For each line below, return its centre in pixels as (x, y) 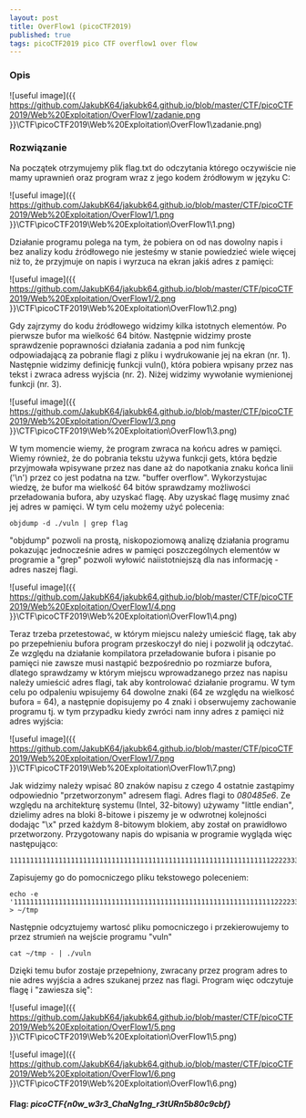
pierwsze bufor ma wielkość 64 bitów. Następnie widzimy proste (131, 335)
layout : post (34, 18)
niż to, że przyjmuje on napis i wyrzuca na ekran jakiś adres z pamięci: (142, 261)
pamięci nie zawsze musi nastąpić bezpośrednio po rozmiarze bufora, (141, 663)
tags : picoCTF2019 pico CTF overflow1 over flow (103, 43)
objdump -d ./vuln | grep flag (69, 523)
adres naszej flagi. (44, 569)
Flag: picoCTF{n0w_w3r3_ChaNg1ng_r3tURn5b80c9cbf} (120, 1104)
